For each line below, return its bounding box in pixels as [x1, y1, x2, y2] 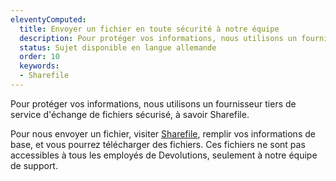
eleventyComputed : [10, 14, 87, 25]
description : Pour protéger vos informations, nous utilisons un [19, 33, 298, 43]
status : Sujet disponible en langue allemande [19, 42, 217, 53]
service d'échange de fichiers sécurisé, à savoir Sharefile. [10, 108, 250, 120]
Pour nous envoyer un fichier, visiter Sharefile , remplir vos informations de [10, 127, 316, 140]
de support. [10, 159, 58, 171]
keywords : [19, 61, 60, 71]
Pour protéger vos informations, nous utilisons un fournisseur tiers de [10, 97, 297, 110]
